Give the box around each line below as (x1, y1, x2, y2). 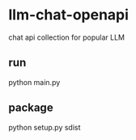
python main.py (8, 77, 61, 87)
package (8, 101, 54, 115)
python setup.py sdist (8, 122, 81, 132)
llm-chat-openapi (8, 6, 130, 24)
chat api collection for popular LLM (8, 32, 125, 42)
